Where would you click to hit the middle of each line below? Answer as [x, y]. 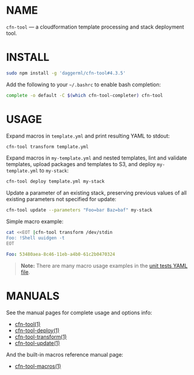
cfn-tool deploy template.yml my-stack [55, 182]
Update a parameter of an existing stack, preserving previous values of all [96, 193]
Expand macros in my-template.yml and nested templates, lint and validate [97, 158]
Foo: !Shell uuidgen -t [36, 238]
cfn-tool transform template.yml [47, 146]
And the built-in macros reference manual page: [65, 354]
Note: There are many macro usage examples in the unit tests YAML [104, 265]
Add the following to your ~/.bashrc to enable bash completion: [84, 85]
